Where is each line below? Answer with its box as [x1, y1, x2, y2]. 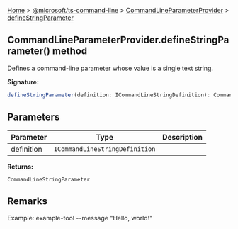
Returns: [7, 162, 34, 171]
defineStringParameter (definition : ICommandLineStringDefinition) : [7, 91, 211, 99]
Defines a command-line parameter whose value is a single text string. [7, 64, 214, 72]
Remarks [7, 195, 48, 207]
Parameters [7, 111, 60, 123]
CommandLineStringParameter [7, 176, 91, 183]
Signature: [7, 77, 39, 86]
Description [162, 132, 203, 142]
